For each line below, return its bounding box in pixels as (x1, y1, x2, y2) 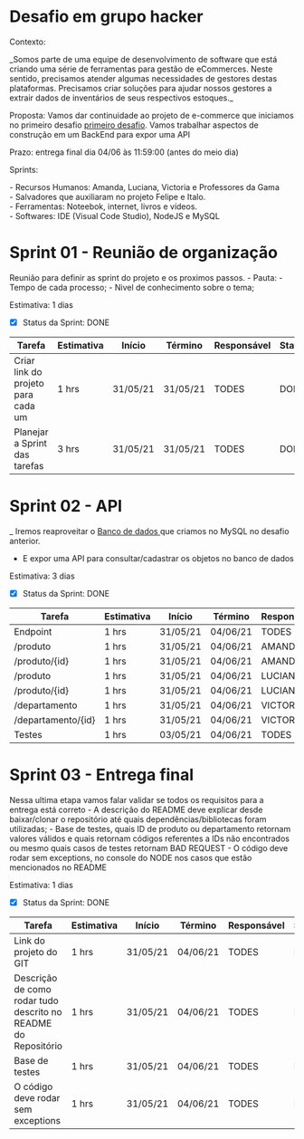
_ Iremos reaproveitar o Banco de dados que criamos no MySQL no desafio (9, 525, 290, 536)
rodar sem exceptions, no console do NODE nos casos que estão (9, 852, 252, 863)
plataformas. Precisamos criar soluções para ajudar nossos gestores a (9, 82, 272, 93)
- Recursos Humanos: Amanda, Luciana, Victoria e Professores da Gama (9, 181, 280, 192)
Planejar (14, 426, 49, 438)
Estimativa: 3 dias (9, 570, 75, 581)
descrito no (14, 1005, 62, 1018)
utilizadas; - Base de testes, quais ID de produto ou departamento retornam (9, 823, 291, 834)
